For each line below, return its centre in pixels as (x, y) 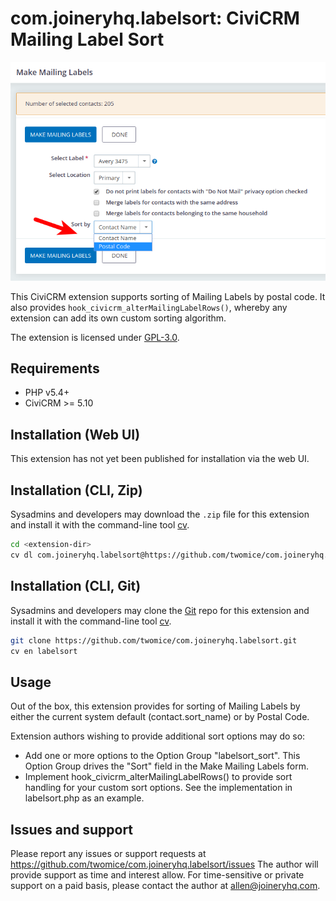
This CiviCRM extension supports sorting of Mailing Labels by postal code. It (168, 296)
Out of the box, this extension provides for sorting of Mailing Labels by (155, 706)
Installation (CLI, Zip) (76, 490)
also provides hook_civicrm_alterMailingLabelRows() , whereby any (149, 307)
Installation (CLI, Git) (76, 586)
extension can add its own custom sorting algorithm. (118, 318)
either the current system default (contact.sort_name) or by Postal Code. (160, 717)
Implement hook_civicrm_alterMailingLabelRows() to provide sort (158, 777)
